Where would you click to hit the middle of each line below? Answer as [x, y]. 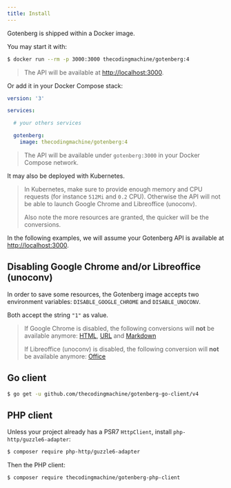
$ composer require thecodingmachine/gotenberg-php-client [94, 478]
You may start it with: [37, 46]
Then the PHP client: [36, 465]
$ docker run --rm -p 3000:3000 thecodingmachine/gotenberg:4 [98, 59]
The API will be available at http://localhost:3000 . [94, 72]
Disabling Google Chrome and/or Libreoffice [104, 267]
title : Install [29, 13]
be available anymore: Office [65, 356]
